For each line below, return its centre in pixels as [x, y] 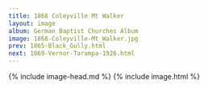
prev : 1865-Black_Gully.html [57, 46]
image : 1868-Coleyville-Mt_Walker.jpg [73, 38]
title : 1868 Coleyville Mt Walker [67, 16]
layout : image [32, 23]
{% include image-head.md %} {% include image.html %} [104, 76]
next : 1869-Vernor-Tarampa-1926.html [72, 53]
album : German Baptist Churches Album [73, 31]
